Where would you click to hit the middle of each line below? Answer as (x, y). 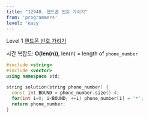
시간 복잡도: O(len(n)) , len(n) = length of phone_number (72, 54)
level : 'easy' (24, 23)
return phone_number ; (39, 104)
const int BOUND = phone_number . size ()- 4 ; (65, 93)
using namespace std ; (33, 76)
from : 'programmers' (32, 17)
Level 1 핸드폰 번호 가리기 (36, 41)
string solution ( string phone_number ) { (58, 87)
